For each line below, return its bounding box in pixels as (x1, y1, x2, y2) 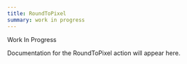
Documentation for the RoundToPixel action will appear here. (7, 49, 181, 57)
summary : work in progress (7, 17, 85, 23)
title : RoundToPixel (7, 10, 67, 17)
